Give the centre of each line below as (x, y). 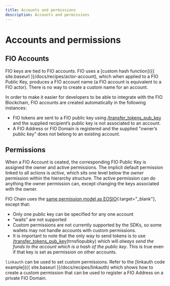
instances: (16, 108)
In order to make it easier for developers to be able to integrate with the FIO (84, 97)
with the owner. (22, 189)
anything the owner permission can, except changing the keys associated (82, 184)
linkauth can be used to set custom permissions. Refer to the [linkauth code (85, 262)
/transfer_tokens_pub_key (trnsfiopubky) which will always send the (83, 241)
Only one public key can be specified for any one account (73, 214)
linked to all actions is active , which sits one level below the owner (75, 173)
